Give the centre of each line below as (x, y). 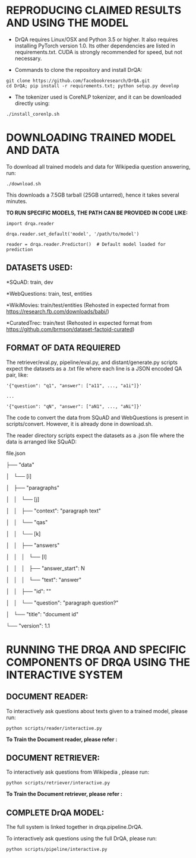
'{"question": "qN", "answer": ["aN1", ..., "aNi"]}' (74, 406)
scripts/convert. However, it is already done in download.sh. (80, 424)
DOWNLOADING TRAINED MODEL (91, 138)
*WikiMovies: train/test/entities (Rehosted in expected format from (88, 305)
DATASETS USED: (39, 268)
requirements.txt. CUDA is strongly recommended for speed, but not (98, 52)
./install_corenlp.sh (33, 114)
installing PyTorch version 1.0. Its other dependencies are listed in (95, 46)
